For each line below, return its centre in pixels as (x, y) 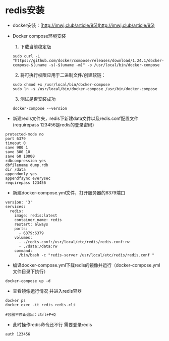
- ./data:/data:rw (38, 246)
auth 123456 (18, 334)
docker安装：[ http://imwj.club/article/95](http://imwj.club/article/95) (83, 25)
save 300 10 (18, 152)
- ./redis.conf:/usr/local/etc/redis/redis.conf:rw (74, 242)
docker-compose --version (40, 108)
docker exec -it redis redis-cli (40, 305)
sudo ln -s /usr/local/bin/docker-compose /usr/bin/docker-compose (85, 89)
